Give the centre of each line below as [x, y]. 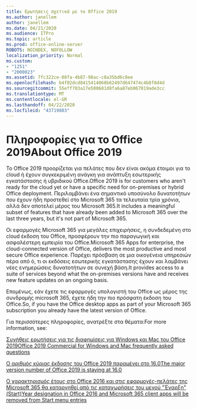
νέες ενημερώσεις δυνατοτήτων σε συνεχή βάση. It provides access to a [95, 268]
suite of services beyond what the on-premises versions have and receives [97, 274]
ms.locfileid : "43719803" [38, 110]
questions [18, 352]
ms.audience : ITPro [30, 34]
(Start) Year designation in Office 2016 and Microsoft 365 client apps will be [97, 394]
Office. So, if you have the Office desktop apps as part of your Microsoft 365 [99, 304]
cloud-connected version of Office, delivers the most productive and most [96, 249]
